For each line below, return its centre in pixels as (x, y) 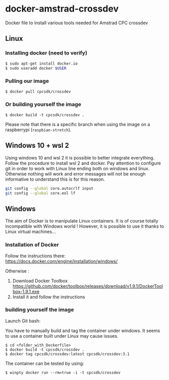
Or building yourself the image (43, 104)
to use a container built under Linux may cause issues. (62, 336)
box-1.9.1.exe (26, 291)
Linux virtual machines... (31, 232)
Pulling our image (27, 81)
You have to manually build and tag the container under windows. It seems (83, 331)
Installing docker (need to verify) (46, 53)
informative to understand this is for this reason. (55, 179)
